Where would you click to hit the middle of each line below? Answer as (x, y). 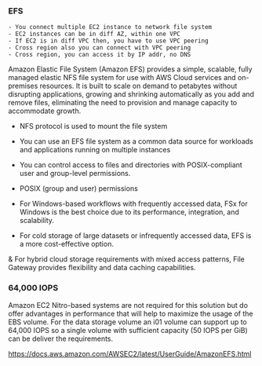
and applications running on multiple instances (95, 150)
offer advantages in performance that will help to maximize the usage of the (131, 313)
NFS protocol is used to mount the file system (93, 126)
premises (23, 86)
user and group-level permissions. (75, 174)
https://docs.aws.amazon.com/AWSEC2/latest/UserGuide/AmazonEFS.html (130, 353)
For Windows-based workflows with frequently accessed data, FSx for (134, 204)
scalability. (37, 221)
